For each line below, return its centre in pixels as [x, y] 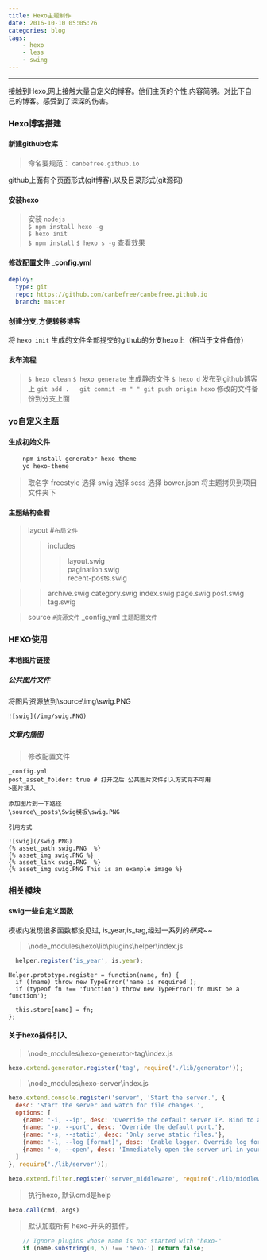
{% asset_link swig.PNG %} [55, 862]
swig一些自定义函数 [41, 911]
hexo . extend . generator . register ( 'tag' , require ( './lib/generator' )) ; [126, 1068]
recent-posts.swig [97, 578]
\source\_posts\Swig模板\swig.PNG [64, 812]
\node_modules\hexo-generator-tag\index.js [100, 1053]
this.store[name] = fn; [54, 1010]
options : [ [33, 1113]
